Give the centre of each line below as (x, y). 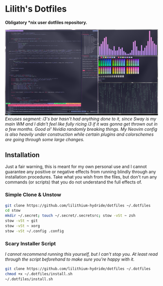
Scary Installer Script (31, 243)
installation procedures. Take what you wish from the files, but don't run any (81, 177)
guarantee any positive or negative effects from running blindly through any (81, 172)
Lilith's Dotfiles (36, 9)
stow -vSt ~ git (21, 221)
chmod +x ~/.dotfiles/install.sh (39, 274)
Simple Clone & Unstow (33, 195)
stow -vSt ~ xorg (23, 226)
